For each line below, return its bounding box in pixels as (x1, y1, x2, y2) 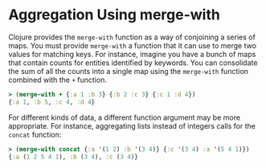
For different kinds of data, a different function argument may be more (8, 113, 241, 122)
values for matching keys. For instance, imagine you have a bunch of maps (8, 49, 256, 59)
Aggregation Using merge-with (8, 6, 221, 24)
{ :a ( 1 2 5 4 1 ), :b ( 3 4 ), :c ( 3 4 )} (8, 153, 139, 161)
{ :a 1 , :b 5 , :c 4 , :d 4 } (8, 98, 96, 106)
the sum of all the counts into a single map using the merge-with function (8, 66, 249, 76)
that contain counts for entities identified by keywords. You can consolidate (8, 58, 258, 68)
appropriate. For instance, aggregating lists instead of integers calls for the (8, 121, 256, 130)
